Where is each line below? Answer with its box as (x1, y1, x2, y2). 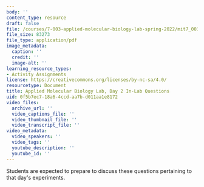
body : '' (6, 9, 29, 15)
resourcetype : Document (6, 83, 67, 89)
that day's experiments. (6, 174, 66, 181)
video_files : (6, 99, 39, 105)
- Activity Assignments (6, 71, 67, 77)
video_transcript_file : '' (12, 122, 80, 129)
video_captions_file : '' (12, 111, 75, 117)
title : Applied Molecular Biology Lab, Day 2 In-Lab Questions (6, 88, 170, 94)
